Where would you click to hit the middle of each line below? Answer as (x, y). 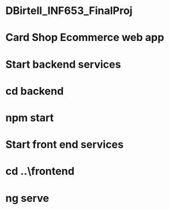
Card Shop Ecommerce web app (85, 38)
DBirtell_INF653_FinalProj (69, 11)
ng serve (27, 198)
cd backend (34, 91)
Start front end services (65, 145)
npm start (30, 118)
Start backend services (63, 64)
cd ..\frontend (40, 171)
